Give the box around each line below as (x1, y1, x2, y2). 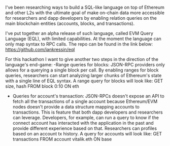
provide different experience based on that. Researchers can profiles (12, 125, 157, 131)
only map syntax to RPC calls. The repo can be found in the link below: (5, 41, 153, 47)
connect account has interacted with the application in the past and (12, 120, 154, 126)
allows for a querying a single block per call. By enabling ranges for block (5, 67, 159, 73)
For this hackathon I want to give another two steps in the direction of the (5, 56, 159, 62)
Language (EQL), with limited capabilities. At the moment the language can (5, 35, 161, 42)
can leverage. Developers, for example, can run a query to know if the (12, 115, 159, 121)
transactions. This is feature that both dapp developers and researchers (12, 109, 163, 115)
